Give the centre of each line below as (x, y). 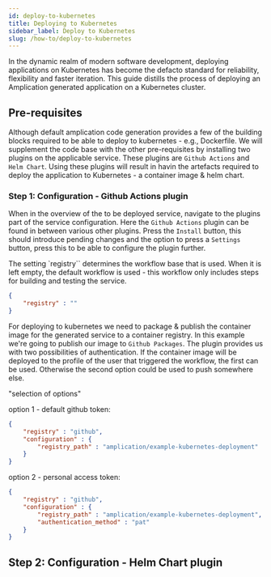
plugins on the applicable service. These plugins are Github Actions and (129, 158)
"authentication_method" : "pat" (94, 522)
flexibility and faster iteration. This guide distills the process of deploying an (135, 78)
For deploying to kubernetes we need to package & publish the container (130, 326)
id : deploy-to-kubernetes (52, 16)
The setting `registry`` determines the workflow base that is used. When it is (135, 264)
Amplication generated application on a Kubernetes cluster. (107, 87)
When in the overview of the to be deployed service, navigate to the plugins (135, 214)
